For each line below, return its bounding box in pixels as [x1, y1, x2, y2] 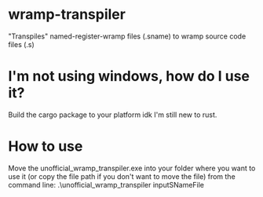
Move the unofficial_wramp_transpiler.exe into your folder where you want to [8, 163, 256, 173]
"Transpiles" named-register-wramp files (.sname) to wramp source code [8, 31, 247, 41]
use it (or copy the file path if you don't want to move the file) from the [8, 171, 236, 181]
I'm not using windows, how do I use [8, 67, 250, 86]
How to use [8, 137, 83, 155]
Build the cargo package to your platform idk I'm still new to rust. [8, 110, 217, 119]
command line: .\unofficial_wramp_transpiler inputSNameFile [8, 180, 205, 189]
